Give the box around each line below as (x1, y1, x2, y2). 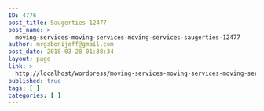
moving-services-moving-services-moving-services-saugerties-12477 (15, 33, 241, 41)
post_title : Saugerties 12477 (8, 19, 108, 27)
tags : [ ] (8, 84, 41, 92)
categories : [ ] (8, 91, 61, 99)
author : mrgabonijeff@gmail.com (8, 41, 114, 48)
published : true (8, 77, 61, 84)
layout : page (8, 55, 51, 63)
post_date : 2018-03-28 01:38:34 (8, 48, 114, 55)
